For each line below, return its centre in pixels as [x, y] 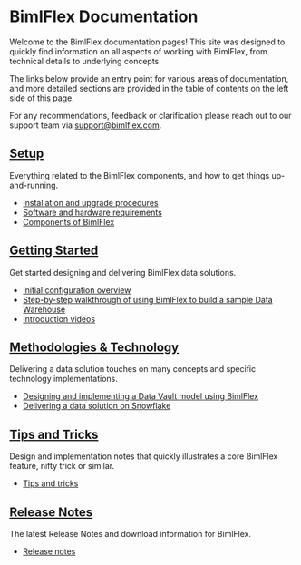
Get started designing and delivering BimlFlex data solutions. [123, 272]
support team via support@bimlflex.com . [86, 125]
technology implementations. [63, 379]
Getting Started [54, 251]
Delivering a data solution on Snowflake [97, 406]
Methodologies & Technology [94, 347]
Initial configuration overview [77, 290]
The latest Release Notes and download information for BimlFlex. [131, 534]
